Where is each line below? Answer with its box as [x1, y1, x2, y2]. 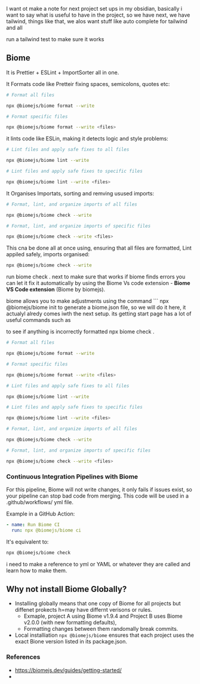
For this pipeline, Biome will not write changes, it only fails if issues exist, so [6, 486, 192, 493]
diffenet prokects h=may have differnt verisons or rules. [14, 606, 152, 614]
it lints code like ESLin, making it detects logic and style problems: [6, 135, 168, 142]
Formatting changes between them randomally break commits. [23, 625, 179, 633]
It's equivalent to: [6, 538, 49, 545]
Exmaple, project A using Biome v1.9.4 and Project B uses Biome [23, 612, 183, 620]
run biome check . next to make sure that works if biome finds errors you [6, 273, 186, 280]
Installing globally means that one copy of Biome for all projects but [14, 600, 181, 607]
